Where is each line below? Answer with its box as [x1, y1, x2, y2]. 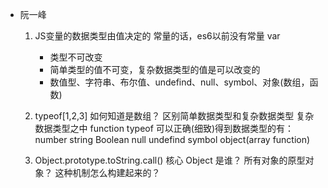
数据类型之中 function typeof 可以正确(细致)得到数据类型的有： [34, 123, 295, 134]
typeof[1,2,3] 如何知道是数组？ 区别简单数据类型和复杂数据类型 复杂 [34, 110, 315, 122]
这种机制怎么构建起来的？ [54, 167, 161, 178]
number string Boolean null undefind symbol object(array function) [34, 134, 311, 145]
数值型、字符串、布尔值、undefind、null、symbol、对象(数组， [49, 76, 310, 88]
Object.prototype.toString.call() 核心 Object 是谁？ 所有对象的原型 [34, 154, 306, 166]
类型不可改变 [49, 51, 103, 63]
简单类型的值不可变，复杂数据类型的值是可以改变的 [49, 64, 261, 75]
